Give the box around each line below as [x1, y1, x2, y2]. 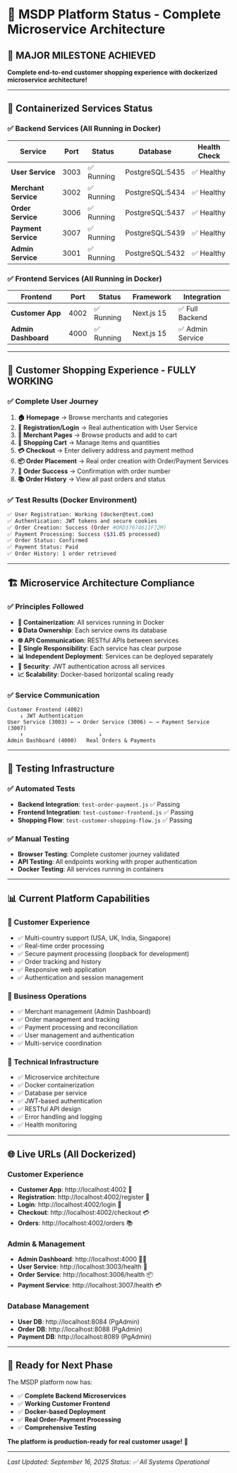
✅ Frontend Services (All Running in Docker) [7, 274, 162, 283]
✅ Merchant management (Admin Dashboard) [17, 1008, 152, 1016]
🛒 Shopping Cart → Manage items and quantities [17, 438, 160, 446]
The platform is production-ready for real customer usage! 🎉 [7, 1438, 189, 1446]
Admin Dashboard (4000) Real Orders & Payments [7, 737, 157, 745]
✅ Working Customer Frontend [17, 1400, 111, 1408]
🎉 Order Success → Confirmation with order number [17, 467, 171, 475]
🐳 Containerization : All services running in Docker [17, 618, 164, 626]
